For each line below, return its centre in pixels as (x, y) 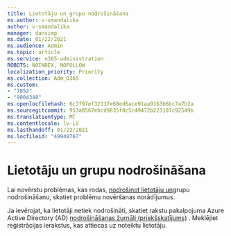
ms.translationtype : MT (42, 117)
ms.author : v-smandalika (43, 20)
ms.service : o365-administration (55, 59)
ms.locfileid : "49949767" (44, 136)
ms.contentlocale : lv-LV (43, 123)
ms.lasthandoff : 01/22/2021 (48, 130)
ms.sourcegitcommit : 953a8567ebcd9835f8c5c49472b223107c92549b (101, 110)
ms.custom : (23, 85)
